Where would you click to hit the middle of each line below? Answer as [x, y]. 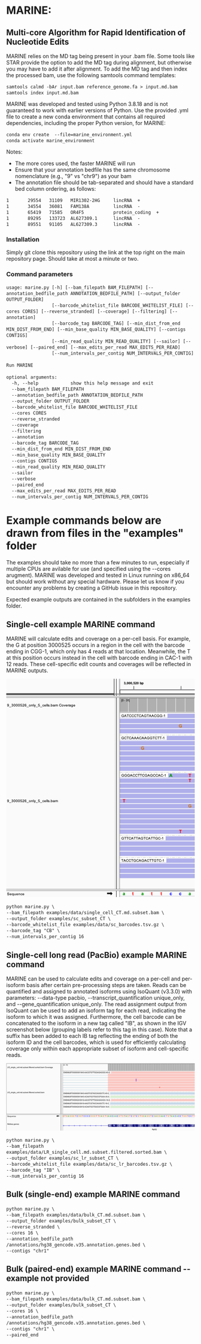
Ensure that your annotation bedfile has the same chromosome [92, 170]
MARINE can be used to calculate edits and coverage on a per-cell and [93, 979]
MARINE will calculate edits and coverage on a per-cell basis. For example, [98, 639]
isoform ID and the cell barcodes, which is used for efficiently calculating [96, 1042]
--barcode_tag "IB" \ [33, 1170]
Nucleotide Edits [38, 42]
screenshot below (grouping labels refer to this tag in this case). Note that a [99, 1030]
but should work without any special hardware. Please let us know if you [95, 581]
